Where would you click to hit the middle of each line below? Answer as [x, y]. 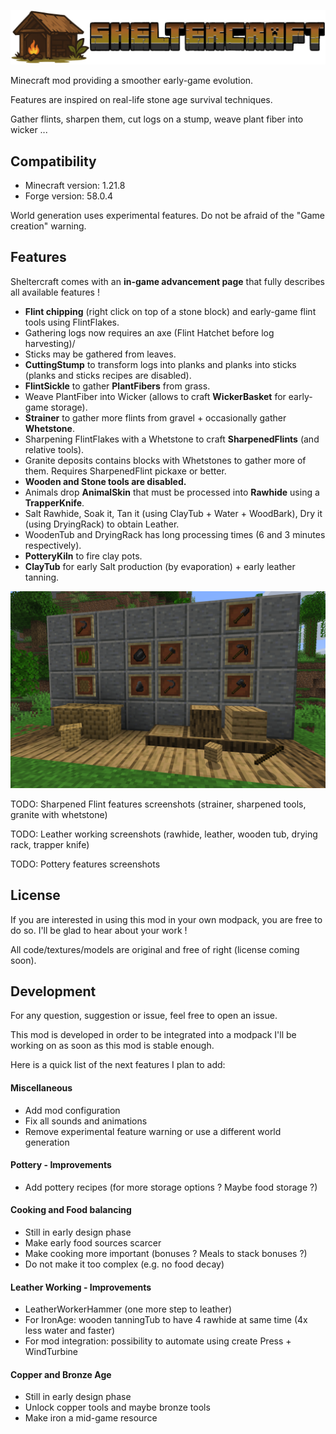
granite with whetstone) [59, 814]
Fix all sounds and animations [86, 1121]
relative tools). [54, 449]
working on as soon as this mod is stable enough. [112, 1046]
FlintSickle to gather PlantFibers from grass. [117, 386]
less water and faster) [70, 1331]
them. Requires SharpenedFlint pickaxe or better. [125, 471]
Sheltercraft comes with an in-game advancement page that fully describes [168, 281]
